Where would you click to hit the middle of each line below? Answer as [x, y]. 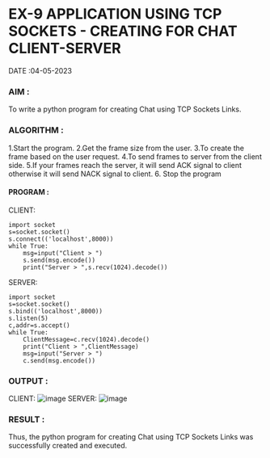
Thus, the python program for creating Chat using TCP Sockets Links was [131, 437]
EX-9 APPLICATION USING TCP [115, 14]
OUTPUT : [28, 380]
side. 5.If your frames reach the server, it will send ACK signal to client [125, 165]
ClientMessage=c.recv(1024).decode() [86, 339]
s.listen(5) [28, 318]
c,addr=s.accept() [39, 325]
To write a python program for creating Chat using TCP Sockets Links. [125, 109]
